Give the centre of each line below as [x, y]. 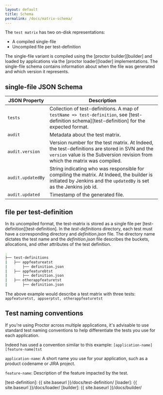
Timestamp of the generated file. [87, 195]
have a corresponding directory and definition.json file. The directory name [80, 234]
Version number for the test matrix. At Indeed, [101, 142]
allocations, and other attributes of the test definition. [58, 244]
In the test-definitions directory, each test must [106, 229]
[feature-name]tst [24, 349]
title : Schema [19, 14]
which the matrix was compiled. [86, 161]
